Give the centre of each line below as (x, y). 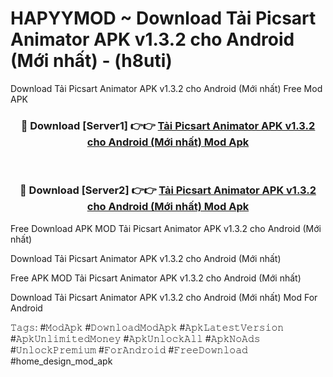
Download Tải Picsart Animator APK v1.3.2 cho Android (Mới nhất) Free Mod (166, 88)
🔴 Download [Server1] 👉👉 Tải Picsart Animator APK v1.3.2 (168, 125)
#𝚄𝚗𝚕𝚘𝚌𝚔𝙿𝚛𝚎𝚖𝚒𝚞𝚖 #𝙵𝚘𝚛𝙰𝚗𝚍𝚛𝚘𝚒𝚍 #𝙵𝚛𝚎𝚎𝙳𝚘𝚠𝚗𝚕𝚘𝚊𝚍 (129, 349)
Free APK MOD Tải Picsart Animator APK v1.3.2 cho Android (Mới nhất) (156, 278)
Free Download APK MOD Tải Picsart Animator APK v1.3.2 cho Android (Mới (166, 228)
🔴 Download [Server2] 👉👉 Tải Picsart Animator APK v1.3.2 (168, 190)
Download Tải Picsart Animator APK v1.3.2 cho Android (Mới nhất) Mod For (164, 297)
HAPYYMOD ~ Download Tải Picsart (163, 18)
